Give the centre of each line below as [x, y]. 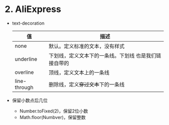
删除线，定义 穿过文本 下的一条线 [87, 84]
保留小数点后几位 [30, 100]
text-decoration [28, 23]
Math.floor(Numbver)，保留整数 [53, 117]
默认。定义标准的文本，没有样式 [87, 46]
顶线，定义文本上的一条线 [79, 72]
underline [26, 59]
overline [24, 72]
